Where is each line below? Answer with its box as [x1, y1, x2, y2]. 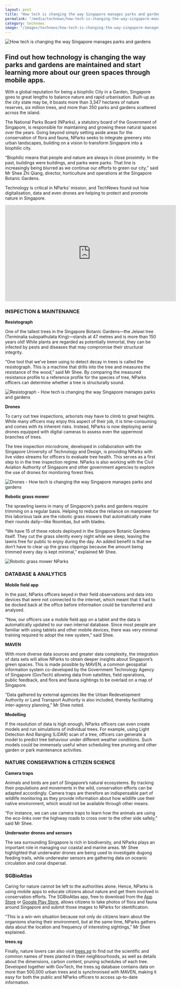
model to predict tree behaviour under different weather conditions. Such [5, 737, 152, 742]
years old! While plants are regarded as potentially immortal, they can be [5, 339, 151, 345]
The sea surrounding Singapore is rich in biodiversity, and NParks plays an [5, 839, 155, 845]
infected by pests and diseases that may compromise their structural [5, 344, 143, 350]
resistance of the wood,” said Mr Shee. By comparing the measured [5, 369, 141, 375]
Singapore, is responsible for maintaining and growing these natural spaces [5, 124, 157, 130]
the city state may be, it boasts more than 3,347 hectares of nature [5, 99, 140, 105]
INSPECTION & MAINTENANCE [5, 308, 80, 315]
